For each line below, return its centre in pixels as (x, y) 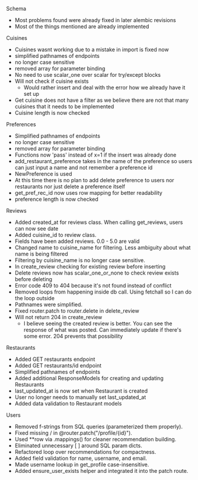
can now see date (36, 228)
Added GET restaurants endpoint (55, 359)
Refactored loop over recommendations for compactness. (85, 452)
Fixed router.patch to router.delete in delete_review (77, 311)
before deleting (33, 279)
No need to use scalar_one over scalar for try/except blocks (88, 75)
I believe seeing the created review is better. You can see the (98, 323)
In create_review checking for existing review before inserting (90, 267)
